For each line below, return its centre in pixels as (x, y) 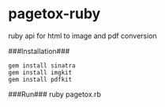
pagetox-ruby (54, 14)
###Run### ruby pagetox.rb (54, 94)
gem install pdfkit (40, 79)
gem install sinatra (42, 65)
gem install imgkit (40, 72)
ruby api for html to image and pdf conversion (83, 36)
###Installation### (39, 51)
